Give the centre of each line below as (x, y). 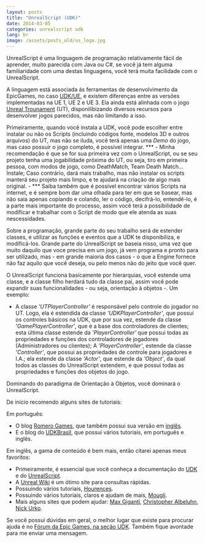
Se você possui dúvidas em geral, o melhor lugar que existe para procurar (100, 520)
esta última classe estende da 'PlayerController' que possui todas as (102, 333)
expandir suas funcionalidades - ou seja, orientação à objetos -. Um (92, 288)
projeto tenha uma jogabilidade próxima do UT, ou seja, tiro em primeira (97, 160)
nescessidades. (26, 219)
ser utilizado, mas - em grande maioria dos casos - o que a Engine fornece (101, 256)
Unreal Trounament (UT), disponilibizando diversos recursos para (89, 109)
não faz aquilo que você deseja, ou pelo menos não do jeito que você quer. (101, 263)
